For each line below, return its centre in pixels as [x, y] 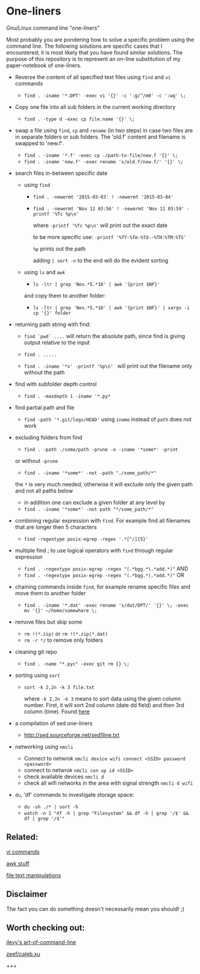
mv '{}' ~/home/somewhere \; [61, 610]
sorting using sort [37, 675]
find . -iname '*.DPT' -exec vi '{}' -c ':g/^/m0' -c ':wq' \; [105, 96]
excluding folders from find [48, 437]
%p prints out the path [59, 249]
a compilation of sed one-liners [54, 723]
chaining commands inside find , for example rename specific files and [103, 587]
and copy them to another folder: [65, 295]
